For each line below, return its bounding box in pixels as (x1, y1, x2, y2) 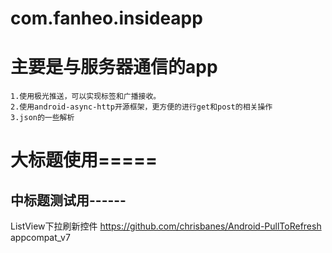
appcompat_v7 (10, 232, 71, 244)
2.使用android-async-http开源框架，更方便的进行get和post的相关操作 (10, 102, 273, 112)
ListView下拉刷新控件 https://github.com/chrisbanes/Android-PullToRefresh (10, 220, 322, 232)
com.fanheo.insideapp (10, 7, 203, 30)
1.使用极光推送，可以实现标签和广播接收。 (10, 92, 162, 102)
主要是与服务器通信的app (10, 56, 218, 79)
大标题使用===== (10, 149, 158, 172)
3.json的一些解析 (10, 113, 75, 123)
